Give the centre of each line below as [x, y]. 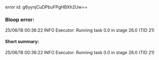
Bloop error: [20, 20]
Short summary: [22, 41]
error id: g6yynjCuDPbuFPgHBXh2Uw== [46, 7]
